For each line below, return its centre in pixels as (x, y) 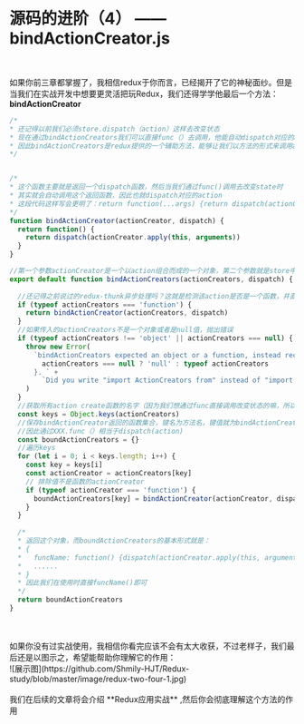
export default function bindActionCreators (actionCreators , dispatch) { (152, 279)
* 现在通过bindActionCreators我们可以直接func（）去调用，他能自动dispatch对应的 (152, 137)
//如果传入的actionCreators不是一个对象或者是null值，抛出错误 (125, 330)
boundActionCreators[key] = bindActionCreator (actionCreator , (153, 499)
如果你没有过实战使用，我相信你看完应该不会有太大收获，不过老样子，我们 (148, 646)
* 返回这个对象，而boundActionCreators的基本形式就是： (114, 541)
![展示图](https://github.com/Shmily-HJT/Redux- (100, 669)
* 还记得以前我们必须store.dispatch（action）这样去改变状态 (114, 129)
